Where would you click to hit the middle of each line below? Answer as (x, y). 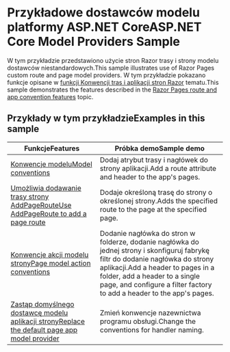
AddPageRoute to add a (49, 213)
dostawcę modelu (39, 312)
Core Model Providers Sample (93, 42)
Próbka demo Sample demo (160, 148)
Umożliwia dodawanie (46, 188)
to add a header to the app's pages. (157, 293)
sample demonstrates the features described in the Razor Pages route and (112, 90)
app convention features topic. (50, 96)
